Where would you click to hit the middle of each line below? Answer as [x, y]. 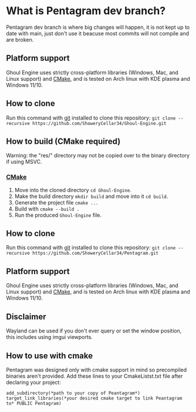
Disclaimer [26, 317]
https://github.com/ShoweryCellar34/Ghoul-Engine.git [99, 123]
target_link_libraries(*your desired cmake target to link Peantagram [94, 398]
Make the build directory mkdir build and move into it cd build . [91, 196]
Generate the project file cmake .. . [56, 202]
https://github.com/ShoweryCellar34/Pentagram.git [95, 253]
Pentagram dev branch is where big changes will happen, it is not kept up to [98, 27]
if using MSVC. [24, 162]
